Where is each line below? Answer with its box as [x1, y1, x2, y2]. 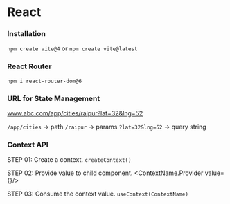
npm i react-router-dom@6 [7, 77, 82, 84]
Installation [7, 29, 46, 39]
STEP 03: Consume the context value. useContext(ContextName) [7, 189, 189, 198]
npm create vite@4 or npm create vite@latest [7, 44, 138, 53]
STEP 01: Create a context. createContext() [7, 156, 132, 164]
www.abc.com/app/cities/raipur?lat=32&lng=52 [7, 109, 143, 118]
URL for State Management [7, 93, 100, 103]
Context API [7, 140, 48, 149]
